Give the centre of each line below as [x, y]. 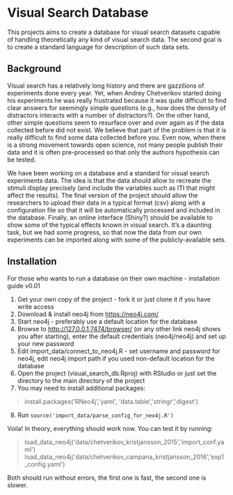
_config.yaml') [45, 464]
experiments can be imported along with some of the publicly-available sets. [117, 239]
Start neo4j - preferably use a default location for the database [107, 321]
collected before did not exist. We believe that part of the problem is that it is [117, 129]
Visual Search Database [78, 13]
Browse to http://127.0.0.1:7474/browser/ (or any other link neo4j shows [119, 329]
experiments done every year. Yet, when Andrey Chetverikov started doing [114, 93]
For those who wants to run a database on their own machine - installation [114, 278]
